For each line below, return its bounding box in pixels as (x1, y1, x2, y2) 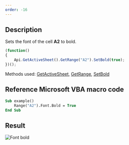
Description (5, 26, 42, 34)
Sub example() (5, 98, 35, 103)
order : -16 (5, 7, 28, 12)
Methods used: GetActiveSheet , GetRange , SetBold (5, 71, 110, 77)
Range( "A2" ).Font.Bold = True (14, 103, 77, 108)
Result (5, 121, 26, 130)
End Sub (5, 107, 21, 113)
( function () (5, 48, 30, 53)
